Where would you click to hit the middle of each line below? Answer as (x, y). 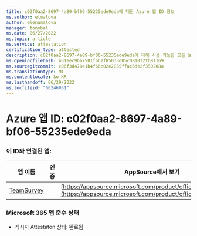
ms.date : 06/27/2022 (31, 33)
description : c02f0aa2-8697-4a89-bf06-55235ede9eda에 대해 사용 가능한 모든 (96, 55)
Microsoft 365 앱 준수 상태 (43, 213)
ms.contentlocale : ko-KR (36, 77)
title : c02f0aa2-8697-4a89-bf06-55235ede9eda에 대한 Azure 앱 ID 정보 (90, 11)
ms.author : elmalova (31, 17)
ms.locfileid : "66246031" (38, 88)
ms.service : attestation (36, 45)
